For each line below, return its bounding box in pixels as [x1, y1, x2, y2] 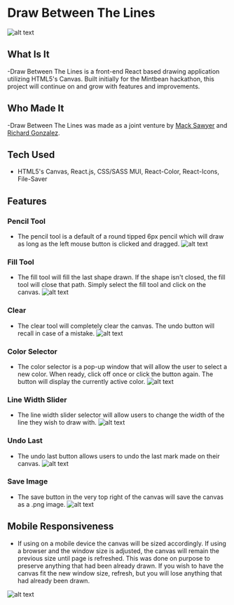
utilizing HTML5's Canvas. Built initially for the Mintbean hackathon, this [7, 74, 215, 83]
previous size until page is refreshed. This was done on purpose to [17, 554, 210, 562]
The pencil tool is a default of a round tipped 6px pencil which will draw [17, 232, 224, 241]
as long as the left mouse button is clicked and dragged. [17, 240, 180, 248]
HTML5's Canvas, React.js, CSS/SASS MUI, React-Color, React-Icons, [17, 167, 219, 176]
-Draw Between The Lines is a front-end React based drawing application [7, 67, 220, 75]
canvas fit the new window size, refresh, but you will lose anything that [17, 569, 223, 577]
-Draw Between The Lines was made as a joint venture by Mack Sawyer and [7, 121, 228, 129]
